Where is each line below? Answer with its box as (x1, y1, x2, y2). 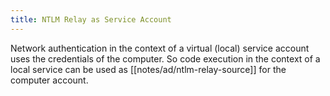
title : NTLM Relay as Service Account (10, 14, 172, 25)
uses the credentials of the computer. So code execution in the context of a (10, 52, 321, 65)
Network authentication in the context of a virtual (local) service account (10, 42, 310, 54)
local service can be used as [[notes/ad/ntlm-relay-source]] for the (10, 63, 287, 75)
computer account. (10, 74, 89, 86)
